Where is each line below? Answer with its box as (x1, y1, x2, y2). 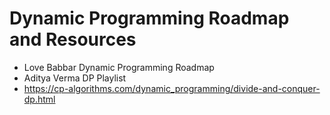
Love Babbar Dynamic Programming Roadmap (23, 61, 215, 73)
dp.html (23, 93, 56, 105)
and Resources (9, 28, 137, 51)
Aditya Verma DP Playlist (23, 72, 127, 84)
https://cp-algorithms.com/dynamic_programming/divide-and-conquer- (23, 82, 321, 94)
